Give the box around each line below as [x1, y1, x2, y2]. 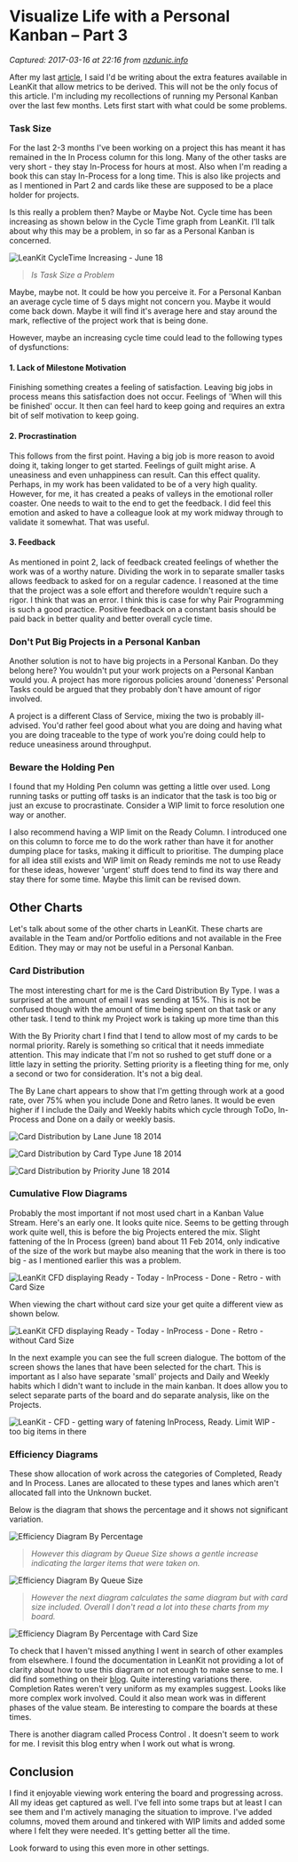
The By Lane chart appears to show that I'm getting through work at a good [9, 1085, 286, 1096]
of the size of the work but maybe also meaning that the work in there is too [9, 1245, 286, 1256]
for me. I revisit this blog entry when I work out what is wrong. [9, 1738, 236, 1749]
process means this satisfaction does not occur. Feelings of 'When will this [9, 391, 282, 402]
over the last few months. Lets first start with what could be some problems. [9, 100, 287, 110]
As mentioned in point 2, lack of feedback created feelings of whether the [9, 556, 279, 567]
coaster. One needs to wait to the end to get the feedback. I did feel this [9, 498, 272, 508]
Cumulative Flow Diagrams [9, 1187, 128, 1200]
